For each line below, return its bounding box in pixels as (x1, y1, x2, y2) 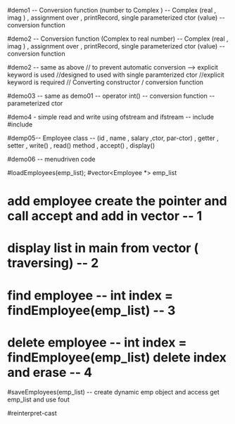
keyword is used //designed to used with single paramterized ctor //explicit (7, 70, 224, 79)
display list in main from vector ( (7, 240, 199, 256)
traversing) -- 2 (7, 255, 99, 271)
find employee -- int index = (7, 288, 174, 303)
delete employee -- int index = (7, 334, 187, 350)
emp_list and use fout (7, 395, 70, 404)
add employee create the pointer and (7, 193, 227, 210)
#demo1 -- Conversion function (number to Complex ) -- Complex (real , (7, 6, 217, 14)
